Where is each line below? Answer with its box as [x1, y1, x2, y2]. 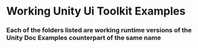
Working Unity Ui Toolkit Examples [6, 4, 186, 18]
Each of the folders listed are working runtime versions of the [6, 26, 193, 35]
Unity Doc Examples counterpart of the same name [6, 33, 161, 42]
